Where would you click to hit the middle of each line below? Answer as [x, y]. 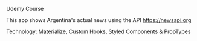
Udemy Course [25, 9]
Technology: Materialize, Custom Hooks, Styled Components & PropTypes [98, 31]
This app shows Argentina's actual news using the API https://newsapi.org [99, 20]
